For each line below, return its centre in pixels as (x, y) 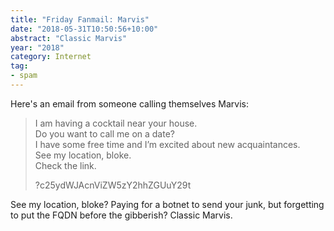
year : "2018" (37, 47)
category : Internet (51, 57)
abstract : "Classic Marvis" (69, 38)
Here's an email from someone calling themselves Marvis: (129, 103)
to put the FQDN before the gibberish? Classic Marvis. (121, 215)
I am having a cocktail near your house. (116, 123)
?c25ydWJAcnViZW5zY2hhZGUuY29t (113, 185)
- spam (24, 76)
